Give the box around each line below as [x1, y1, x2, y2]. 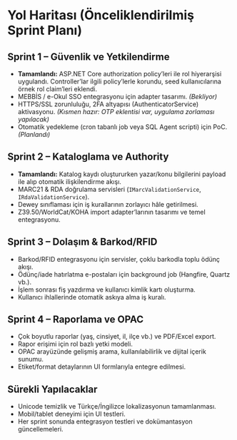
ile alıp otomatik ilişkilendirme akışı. [17, 177, 121, 185]
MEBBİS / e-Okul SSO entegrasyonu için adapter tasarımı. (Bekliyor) [17, 93, 218, 101]
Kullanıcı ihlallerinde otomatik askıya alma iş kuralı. [17, 292, 166, 301]
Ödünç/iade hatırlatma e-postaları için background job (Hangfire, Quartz [17, 270, 231, 278]
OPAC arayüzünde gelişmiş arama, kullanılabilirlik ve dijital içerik [17, 347, 207, 356]
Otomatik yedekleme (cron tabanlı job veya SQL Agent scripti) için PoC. [17, 123, 228, 131]
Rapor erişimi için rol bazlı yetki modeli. [17, 339, 133, 349]
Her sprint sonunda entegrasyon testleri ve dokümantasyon [17, 417, 193, 426]
